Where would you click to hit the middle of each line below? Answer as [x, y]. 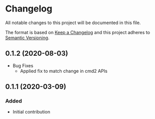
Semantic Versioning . [27, 38]
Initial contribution [31, 112]
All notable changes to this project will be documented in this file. [73, 23]
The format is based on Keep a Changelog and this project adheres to [78, 32]
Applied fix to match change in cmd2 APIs [64, 71]
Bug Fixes [23, 65]
